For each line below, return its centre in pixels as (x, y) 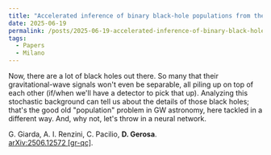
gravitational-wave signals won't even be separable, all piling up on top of (131, 84)
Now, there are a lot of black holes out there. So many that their (114, 76)
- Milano (30, 53)
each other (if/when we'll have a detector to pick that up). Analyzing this (128, 93)
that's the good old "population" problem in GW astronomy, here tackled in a (135, 110)
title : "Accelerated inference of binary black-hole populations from (129, 16)
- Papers (30, 46)
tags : (17, 38)
